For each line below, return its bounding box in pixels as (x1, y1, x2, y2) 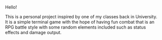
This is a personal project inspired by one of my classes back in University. (5, 14, 158, 19)
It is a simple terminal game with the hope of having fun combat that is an (5, 19, 155, 25)
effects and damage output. (5, 30, 62, 35)
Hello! (5, 4, 17, 10)
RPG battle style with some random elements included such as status (5, 24, 146, 30)
